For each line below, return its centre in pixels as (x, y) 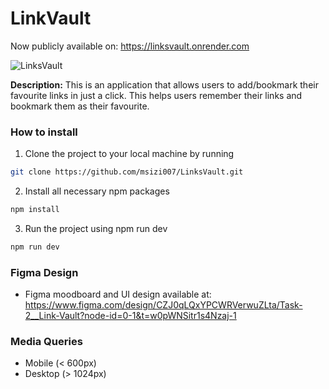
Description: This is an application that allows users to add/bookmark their (164, 84)
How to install (44, 132)
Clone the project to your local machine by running (129, 154)
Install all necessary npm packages (97, 191)
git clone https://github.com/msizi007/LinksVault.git (127, 172)
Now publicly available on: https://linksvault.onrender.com (130, 46)
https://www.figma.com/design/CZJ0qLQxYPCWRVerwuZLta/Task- (163, 305)
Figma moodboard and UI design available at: (118, 294)
